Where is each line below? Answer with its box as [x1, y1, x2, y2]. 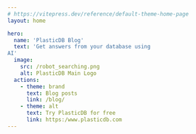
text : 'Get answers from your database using [13, 43, 151, 51]
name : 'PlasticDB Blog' [13, 36, 84, 43]
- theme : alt [20, 103, 59, 110]
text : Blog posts [26, 90, 78, 97]
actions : [13, 76, 40, 83]
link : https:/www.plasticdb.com [26, 116, 122, 123]
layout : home [7, 17, 46, 24]
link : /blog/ [26, 96, 65, 103]
